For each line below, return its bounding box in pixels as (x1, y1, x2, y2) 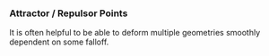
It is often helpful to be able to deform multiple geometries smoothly (9, 28, 261, 38)
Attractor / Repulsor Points (9, 7, 128, 20)
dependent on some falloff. (9, 36, 109, 47)
